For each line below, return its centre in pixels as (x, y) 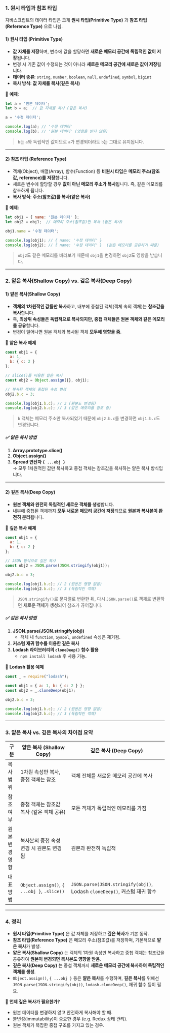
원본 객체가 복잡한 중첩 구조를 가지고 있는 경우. (58, 1025)
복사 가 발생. (29, 947)
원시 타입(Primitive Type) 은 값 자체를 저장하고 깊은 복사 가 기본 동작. (81, 934)
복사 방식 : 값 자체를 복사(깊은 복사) (46, 83)
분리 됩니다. (33, 517)
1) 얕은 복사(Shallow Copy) (33, 294)
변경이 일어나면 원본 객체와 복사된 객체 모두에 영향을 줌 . (67, 332)
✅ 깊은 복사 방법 (21, 618)
